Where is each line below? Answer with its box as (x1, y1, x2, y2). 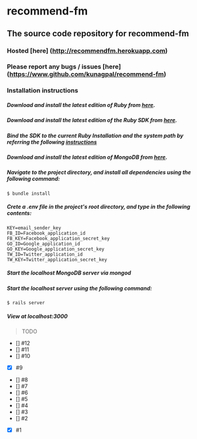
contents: (7, 210, 32, 217)
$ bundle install (7, 190, 51, 197)
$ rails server (7, 300, 45, 306)
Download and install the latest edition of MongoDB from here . (7, 154, 168, 161)
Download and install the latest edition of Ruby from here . (7, 101, 156, 108)
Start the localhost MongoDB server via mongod (7, 269, 132, 276)
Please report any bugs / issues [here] (7, 62, 121, 71)
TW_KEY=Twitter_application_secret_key (7, 256, 108, 262)
